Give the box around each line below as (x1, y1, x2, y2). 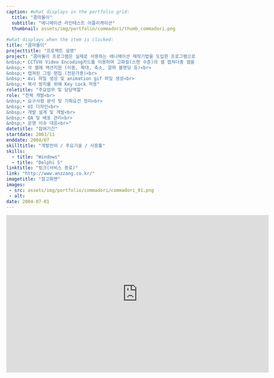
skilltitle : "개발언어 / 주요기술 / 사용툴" (6, 142, 106, 149)
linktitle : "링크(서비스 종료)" (6, 165, 79, 171)
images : (6, 182, 26, 188)
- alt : (8, 193, 26, 199)
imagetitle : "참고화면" (6, 176, 61, 182)
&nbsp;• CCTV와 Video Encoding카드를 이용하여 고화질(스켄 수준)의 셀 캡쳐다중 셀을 (6, 59, 195, 65)
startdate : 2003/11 (6, 131, 55, 138)
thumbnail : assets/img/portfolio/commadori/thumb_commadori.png (11, 25, 176, 32)
